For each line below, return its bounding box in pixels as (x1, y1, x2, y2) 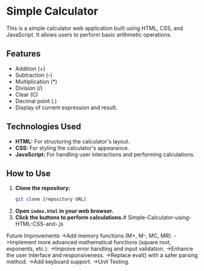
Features (6, 49, 41, 59)
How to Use (6, 168, 51, 178)
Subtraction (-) (15, 71, 53, 79)
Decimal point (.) (15, 97, 57, 104)
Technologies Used (6, 121, 81, 132)
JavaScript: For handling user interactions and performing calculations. (15, 151, 195, 158)
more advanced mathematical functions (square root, (37, 239, 172, 246)
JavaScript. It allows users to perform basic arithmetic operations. (6, 31, 172, 38)
